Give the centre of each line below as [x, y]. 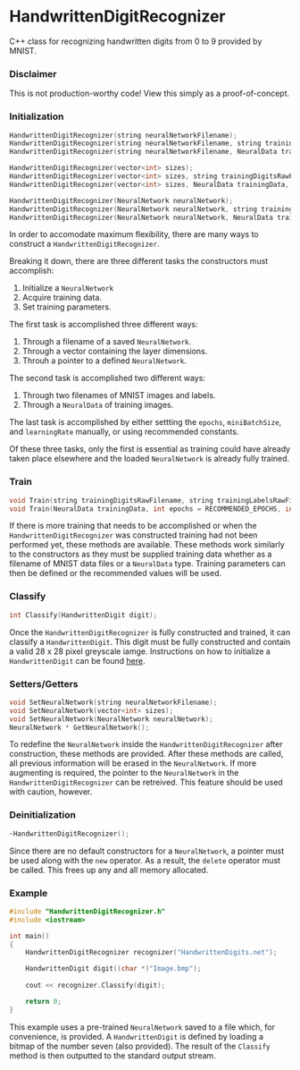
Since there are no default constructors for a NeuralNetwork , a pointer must [147, 851]
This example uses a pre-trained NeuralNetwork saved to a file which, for [142, 1027]
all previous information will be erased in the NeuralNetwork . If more [133, 763]
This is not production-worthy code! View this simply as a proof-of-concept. [150, 93]
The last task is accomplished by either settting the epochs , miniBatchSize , [146, 422]
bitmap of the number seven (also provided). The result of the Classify [140, 1046]
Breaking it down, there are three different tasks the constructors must [139, 261]
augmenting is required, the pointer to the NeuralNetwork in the [124, 773]
